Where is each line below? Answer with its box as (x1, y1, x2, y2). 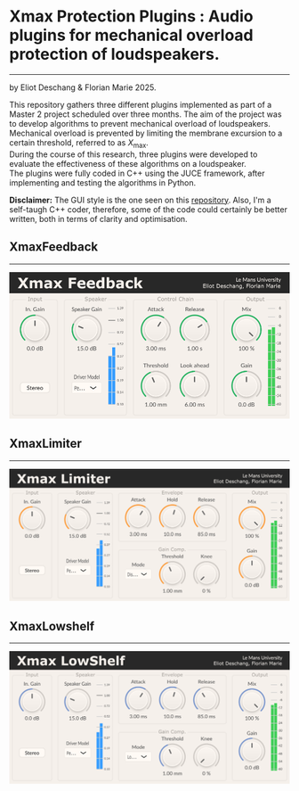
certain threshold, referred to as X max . (9, 136, 149, 150)
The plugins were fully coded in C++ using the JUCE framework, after (9, 168, 265, 178)
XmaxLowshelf (9, 618, 95, 634)
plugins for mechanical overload (9, 25, 254, 45)
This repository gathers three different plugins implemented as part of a (9, 99, 272, 110)
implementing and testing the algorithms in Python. (9, 177, 197, 188)
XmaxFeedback (9, 239, 99, 255)
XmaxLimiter (9, 436, 83, 451)
